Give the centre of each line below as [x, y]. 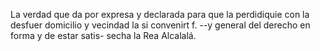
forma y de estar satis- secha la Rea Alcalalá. [103, 35]
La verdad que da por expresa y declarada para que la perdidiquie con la [160, 14]
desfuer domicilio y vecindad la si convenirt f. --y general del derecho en [160, 25]
